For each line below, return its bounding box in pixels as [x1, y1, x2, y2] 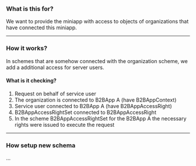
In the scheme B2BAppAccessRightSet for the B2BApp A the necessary [14, 115, 187, 122]
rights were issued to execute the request [14, 121, 115, 128]
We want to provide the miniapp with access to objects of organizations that [6, 18, 189, 25]
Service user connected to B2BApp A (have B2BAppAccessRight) [14, 102, 172, 109]
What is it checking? [6, 77, 57, 84]
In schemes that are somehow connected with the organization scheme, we [6, 57, 188, 64]
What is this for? [6, 5, 54, 13]
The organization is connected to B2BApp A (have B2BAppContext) [14, 96, 177, 103]
